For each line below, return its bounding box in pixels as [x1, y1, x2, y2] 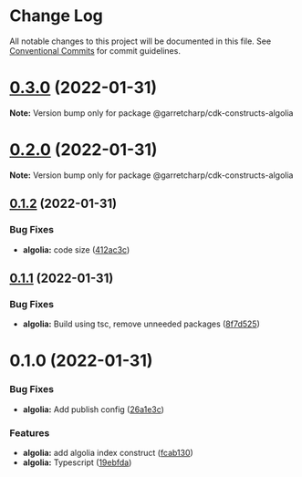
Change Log [9, 5, 103, 26]
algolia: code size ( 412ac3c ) [22, 244, 130, 255]
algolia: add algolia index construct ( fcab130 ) [22, 447, 193, 458]
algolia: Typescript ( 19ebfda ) [22, 457, 132, 468]
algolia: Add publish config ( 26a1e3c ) [22, 403, 164, 415]
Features [9, 426, 50, 439]
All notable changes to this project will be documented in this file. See [9, 36, 272, 47]
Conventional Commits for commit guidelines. [9, 45, 181, 56]
